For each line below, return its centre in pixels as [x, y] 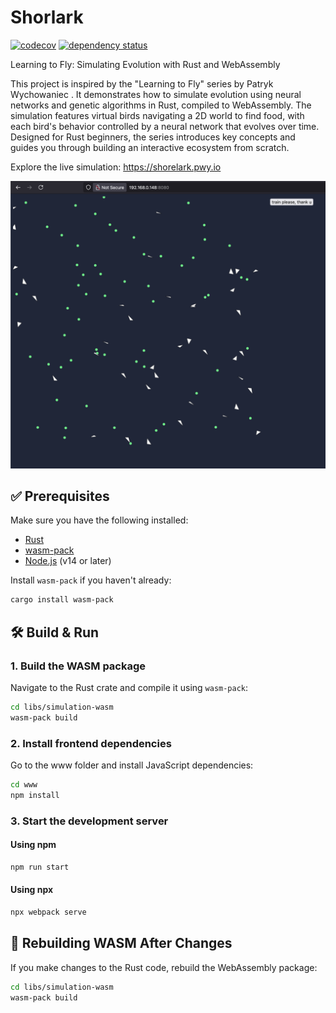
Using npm [33, 845]
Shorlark [47, 17]
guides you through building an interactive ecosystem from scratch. [150, 147]
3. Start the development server [89, 821]
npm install [35, 795]
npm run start [40, 867]
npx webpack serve [48, 912]
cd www [24, 785]
